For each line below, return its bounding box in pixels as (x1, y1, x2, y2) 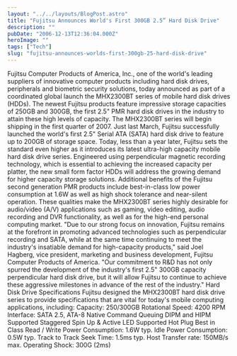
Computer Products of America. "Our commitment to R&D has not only (7, 257, 213, 266)
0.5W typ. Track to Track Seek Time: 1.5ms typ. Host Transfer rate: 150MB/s (7, 333, 229, 341)
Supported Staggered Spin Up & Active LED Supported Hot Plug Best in (7, 318, 216, 326)
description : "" (7, 23, 55, 30)
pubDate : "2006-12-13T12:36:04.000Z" (7, 30, 119, 38)
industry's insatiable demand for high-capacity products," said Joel (7, 243, 204, 251)
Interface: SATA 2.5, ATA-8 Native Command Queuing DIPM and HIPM (7, 310, 212, 319)
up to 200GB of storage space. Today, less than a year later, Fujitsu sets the (7, 137, 229, 145)
